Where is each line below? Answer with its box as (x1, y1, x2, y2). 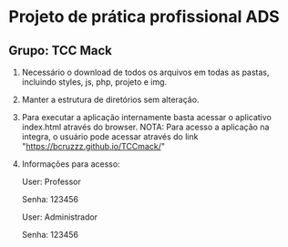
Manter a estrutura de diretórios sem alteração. (21, 94, 200, 105)
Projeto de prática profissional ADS (8, 6, 280, 27)
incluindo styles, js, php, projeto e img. (21, 77, 168, 87)
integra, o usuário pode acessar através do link (21, 131, 199, 142)
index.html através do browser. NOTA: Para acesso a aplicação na (21, 121, 270, 132)
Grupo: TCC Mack (8, 43, 113, 58)
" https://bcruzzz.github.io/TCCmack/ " (21, 141, 166, 151)
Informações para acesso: (21, 159, 120, 170)
